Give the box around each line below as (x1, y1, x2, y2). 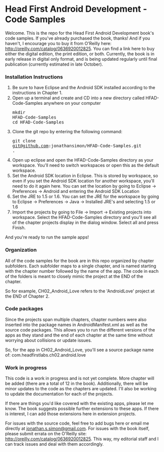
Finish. (12, 225, 26, 231)
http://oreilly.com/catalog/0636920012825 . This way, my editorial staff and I (5, 436, 159, 442)
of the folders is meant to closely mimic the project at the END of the (5, 273, 143, 279)
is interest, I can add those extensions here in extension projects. (5, 411, 136, 417)
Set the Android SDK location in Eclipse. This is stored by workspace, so (12, 173, 158, 179)
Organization (5, 246, 37, 253)
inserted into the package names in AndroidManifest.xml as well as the (5, 322, 148, 328)
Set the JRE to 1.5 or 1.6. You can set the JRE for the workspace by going (12, 193, 159, 199)
